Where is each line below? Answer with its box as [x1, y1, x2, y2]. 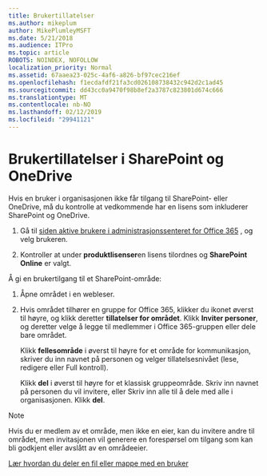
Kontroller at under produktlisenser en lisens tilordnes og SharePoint [19, 249, 248, 260]
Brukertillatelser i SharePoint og [8, 150, 225, 169]
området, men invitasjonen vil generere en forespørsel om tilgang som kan [8, 434, 253, 444]
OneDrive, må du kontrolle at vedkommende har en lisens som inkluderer [8, 201, 249, 212]
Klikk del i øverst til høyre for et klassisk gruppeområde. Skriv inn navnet [19, 378, 259, 387]
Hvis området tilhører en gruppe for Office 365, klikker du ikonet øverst [19, 304, 254, 314]
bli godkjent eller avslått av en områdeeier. [8, 442, 148, 452]
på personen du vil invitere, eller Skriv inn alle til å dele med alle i [19, 387, 233, 396]
